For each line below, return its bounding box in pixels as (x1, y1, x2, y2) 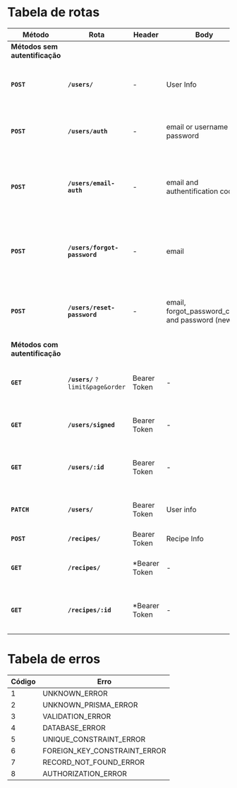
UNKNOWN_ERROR (42, 689, 108, 698)
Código (11, 677, 36, 686)
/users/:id (68, 463, 104, 471)
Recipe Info (166, 533, 205, 543)
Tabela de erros (7, 651, 101, 667)
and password (166, 315, 214, 325)
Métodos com (11, 339, 59, 349)
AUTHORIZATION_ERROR (42, 768, 127, 778)
